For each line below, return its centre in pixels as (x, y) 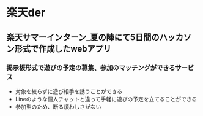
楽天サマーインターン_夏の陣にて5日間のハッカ (95, 37)
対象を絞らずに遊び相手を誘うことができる (69, 91)
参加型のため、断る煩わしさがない (58, 106)
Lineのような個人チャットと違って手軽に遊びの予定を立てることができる (106, 99)
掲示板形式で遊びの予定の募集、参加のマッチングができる (91, 68)
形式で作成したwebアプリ (63, 49)
